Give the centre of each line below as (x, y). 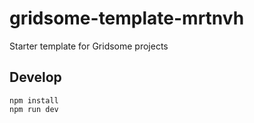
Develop (35, 77)
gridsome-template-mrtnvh (127, 18)
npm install (34, 100)
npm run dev (34, 109)
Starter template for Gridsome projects (89, 46)
